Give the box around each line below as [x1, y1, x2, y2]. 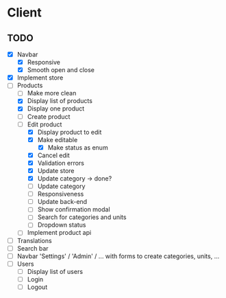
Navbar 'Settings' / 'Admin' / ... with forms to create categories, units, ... [16, 252, 220, 260]
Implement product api [27, 229, 92, 237]
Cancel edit [37, 151, 70, 159]
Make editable [37, 135, 78, 144]
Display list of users [27, 267, 84, 275]
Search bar [16, 244, 49, 252]
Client [7, 5, 42, 21]
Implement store [16, 73, 64, 82]
